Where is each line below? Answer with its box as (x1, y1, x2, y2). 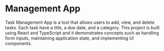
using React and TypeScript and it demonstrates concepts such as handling (5, 30, 159, 36)
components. (5, 40, 32, 46)
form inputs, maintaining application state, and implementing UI (5, 35, 134, 41)
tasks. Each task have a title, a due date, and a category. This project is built (5, 24, 160, 30)
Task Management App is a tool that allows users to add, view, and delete (5, 19, 155, 25)
